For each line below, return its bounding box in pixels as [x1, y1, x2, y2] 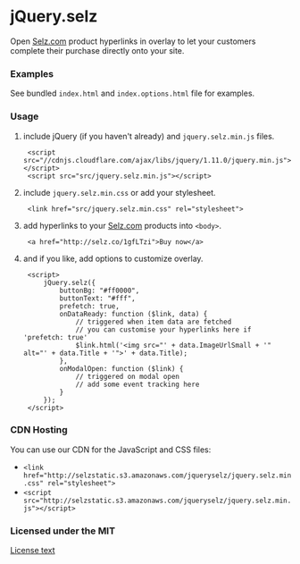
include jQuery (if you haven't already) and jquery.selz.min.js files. [22, 130, 275, 141]
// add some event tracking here [75, 380, 200, 389]
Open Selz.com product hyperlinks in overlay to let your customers [10, 36, 256, 46]
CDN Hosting [10, 424, 68, 436]
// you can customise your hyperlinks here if [75, 324, 252, 334]
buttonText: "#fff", [59, 293, 137, 303]
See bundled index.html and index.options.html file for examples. [10, 88, 255, 99]
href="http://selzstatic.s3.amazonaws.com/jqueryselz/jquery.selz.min [22, 471, 292, 480]
